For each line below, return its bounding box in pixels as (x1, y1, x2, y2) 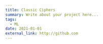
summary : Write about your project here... (5, 12, 99, 17)
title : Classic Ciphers (5, 7, 56, 13)
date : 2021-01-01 (5, 26, 42, 31)
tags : (5, 17, 17, 22)
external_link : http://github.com (5, 31, 79, 36)
